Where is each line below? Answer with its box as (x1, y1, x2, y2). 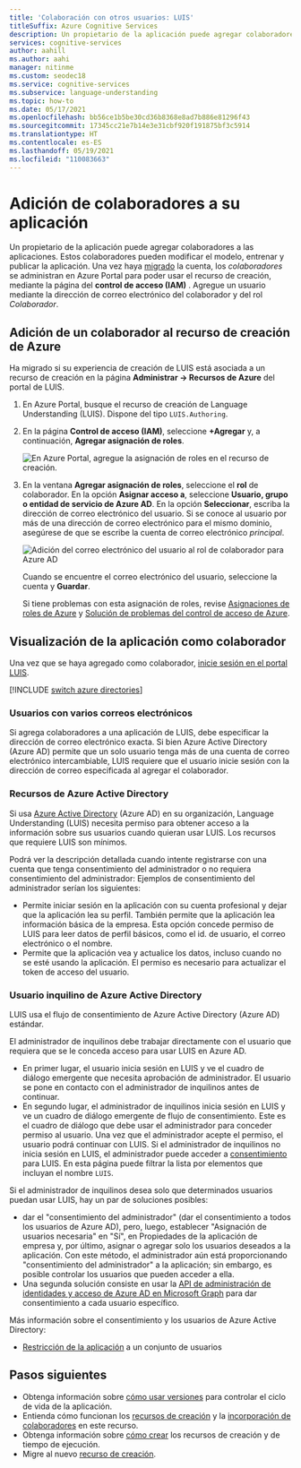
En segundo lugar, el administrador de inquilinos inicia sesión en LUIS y (21, 1101, 286, 1112)
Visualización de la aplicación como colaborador (9, 633, 287, 649)
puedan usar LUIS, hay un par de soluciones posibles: (9, 1194, 209, 1205)
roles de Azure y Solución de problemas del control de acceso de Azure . (21, 608, 290, 619)
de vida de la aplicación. (21, 1401, 113, 1412)
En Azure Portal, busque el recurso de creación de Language (21, 399, 248, 410)
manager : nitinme (9, 64, 74, 73)
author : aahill (9, 47, 66, 56)
